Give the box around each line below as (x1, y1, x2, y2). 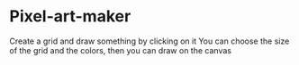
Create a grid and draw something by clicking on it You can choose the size (9, 36, 290, 46)
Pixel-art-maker (9, 6, 131, 27)
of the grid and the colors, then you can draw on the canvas (9, 45, 232, 55)
